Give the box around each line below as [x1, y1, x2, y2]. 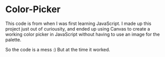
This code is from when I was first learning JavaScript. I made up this [5, 20, 152, 26]
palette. [5, 37, 22, 43]
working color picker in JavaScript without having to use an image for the [5, 31, 160, 37]
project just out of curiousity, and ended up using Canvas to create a [5, 25, 150, 32]
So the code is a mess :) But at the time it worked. [5, 46, 110, 52]
